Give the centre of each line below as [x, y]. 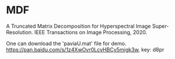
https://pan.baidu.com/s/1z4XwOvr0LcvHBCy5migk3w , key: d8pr [85, 49]
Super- [160, 26]
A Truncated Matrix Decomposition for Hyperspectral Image [78, 26]
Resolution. [20, 32]
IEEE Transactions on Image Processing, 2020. [91, 32]
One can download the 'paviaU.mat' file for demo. [66, 43]
